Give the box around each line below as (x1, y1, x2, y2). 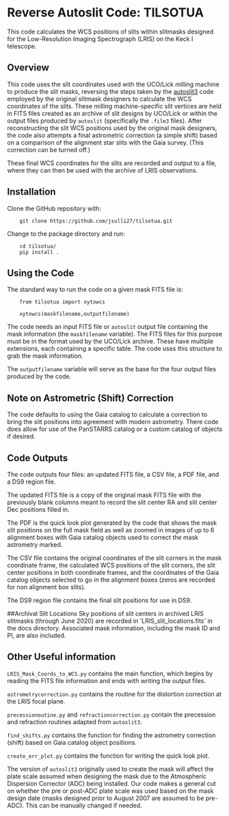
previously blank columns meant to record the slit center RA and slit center (7, 498, 217, 506)
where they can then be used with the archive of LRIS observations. (7, 166, 198, 174)
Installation (7, 186, 56, 198)
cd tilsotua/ (19, 243, 57, 249)
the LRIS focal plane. (7, 697, 66, 705)
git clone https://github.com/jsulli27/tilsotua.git (19, 217, 173, 224)
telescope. (7, 42, 37, 50)
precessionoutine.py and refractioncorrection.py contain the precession (7, 710, 216, 719)
